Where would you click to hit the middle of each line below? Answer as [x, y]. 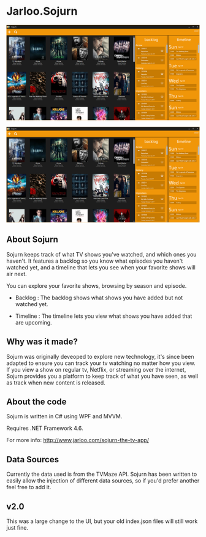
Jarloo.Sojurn [42, 11]
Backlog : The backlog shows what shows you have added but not [99, 298]
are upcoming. [33, 322]
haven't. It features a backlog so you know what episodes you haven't [95, 261]
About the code [36, 402]
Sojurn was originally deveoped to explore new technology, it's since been [100, 356]
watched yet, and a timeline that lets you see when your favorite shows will [101, 267]
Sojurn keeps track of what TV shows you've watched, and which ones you [101, 254]
